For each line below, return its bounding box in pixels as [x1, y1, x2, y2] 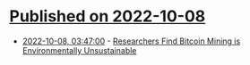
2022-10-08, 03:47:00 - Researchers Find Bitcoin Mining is [22, 36, 241, 46]
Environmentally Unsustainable [22, 45, 137, 55]
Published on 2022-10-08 [9, 6, 206, 27]
